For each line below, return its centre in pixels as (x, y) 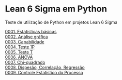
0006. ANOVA (19, 57)
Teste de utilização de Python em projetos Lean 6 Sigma (61, 22)
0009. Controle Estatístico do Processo (44, 72)
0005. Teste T (19, 52)
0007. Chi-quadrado (25, 62)
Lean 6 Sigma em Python (56, 9)
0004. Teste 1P (20, 47)
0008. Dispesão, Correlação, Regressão (45, 67)
